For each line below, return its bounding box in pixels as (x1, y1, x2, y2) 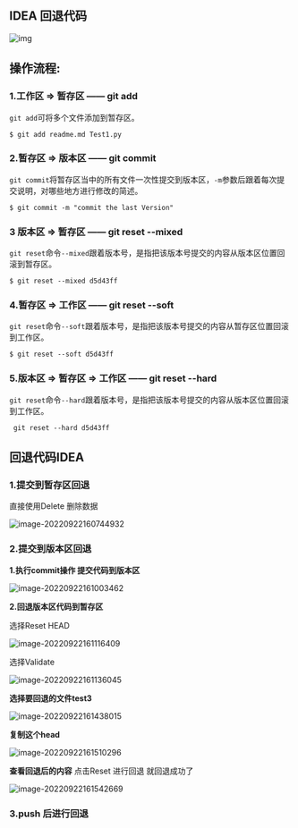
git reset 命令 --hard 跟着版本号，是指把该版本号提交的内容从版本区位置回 (9, 394, 282, 405)
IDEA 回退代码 (9, 8, 88, 24)
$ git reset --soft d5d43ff (9, 350, 115, 359)
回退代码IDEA (9, 450, 85, 465)
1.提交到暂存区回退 (9, 479, 90, 491)
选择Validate (9, 656, 55, 667)
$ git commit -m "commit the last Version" (9, 203, 175, 212)
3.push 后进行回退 (9, 807, 89, 820)
